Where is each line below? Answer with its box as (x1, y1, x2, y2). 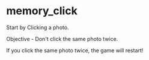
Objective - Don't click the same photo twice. (6, 35, 118, 42)
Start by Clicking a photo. (6, 24, 69, 31)
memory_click (6, 4, 78, 18)
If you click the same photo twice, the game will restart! (6, 46, 144, 54)
